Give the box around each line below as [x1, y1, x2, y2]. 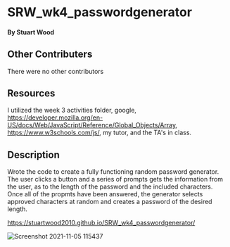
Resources [7, 87, 56, 99]
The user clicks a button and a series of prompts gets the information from [7, 175, 224, 184]
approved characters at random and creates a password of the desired [7, 198, 212, 206]
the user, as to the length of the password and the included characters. [7, 182, 213, 191]
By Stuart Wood [7, 27, 55, 36]
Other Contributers [7, 49, 93, 61]
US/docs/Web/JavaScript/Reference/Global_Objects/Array [7, 121, 176, 129]
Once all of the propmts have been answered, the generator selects [7, 190, 203, 198]
